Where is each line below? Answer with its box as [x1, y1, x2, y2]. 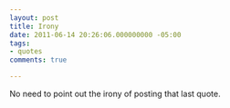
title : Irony [9, 22, 59, 31]
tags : [9, 38, 30, 48]
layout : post [9, 13, 59, 23]
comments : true [9, 55, 68, 64]
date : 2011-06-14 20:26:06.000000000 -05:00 [9, 30, 182, 39]
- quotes [9, 47, 43, 56]
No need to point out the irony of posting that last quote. [9, 88, 221, 99]
